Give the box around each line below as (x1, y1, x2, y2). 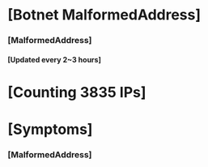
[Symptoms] (7, 120, 93, 139)
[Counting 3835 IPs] (7, 83, 146, 101)
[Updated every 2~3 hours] (7, 54, 102, 64)
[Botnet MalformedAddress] (7, 6, 202, 24)
